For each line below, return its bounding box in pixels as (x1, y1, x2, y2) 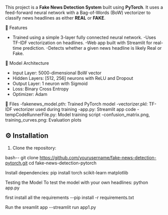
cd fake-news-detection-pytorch (29, 160, 97, 166)
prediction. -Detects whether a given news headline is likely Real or (23, 45, 162, 51)
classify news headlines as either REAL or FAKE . (5, 15, 106, 21)
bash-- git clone (5, 154, 39, 160)
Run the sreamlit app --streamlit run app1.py (5, 204, 96, 210)
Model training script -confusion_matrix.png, (57, 112, 150, 118)
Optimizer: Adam (12, 91, 48, 97)
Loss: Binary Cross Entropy (12, 86, 69, 92)
